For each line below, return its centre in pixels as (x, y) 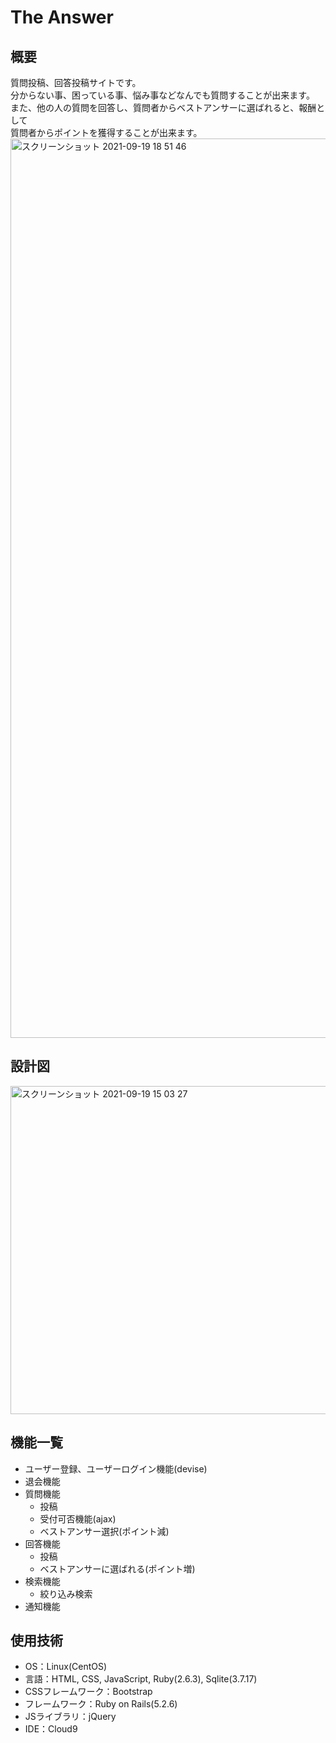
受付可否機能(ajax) (78, 1518)
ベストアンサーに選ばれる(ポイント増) (117, 1568)
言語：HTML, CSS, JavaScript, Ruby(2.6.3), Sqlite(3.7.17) (141, 1679)
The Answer (62, 17)
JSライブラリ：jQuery (70, 1717)
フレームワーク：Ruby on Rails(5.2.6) (101, 1704)
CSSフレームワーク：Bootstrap (88, 1692)
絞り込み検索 (66, 1593)
